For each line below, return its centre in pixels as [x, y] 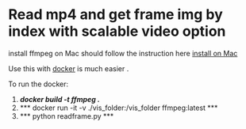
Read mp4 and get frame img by [116, 15]
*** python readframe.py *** [67, 116]
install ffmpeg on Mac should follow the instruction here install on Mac [123, 53]
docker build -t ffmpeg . [60, 99]
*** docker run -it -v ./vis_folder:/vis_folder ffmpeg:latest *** [119, 108]
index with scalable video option [117, 31]
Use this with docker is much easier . [69, 68]
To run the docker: [38, 84]
